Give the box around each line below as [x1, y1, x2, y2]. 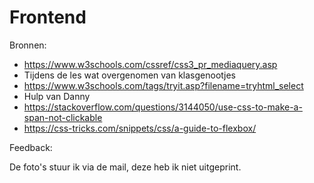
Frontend [9, 6, 87, 29]
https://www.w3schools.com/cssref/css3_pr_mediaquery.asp [23, 58, 278, 70]
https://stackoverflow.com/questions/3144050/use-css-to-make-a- [23, 101, 303, 113]
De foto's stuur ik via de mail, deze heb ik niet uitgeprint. [9, 161, 242, 173]
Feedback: [9, 141, 53, 153]
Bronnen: [9, 39, 47, 51]
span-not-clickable [23, 111, 103, 123]
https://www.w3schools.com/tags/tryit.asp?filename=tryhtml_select [23, 79, 304, 91]
